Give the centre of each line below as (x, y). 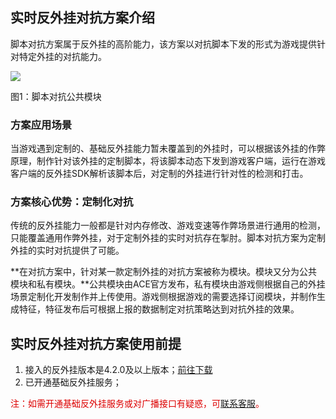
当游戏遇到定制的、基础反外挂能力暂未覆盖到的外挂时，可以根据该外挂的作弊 (168, 149)
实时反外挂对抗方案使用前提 (96, 343)
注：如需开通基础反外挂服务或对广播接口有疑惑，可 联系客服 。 (137, 404)
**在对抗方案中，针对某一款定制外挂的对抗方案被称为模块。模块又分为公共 (164, 272)
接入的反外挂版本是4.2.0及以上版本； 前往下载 (118, 370)
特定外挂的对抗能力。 (62, 56)
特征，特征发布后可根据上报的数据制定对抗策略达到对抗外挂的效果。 (159, 309)
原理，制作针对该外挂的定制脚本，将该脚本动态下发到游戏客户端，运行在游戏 (168, 161)
